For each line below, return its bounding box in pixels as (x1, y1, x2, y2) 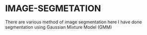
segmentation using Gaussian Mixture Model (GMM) (5, 24, 112, 30)
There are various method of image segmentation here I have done (5, 19, 143, 25)
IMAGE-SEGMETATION (5, 3, 101, 14)
